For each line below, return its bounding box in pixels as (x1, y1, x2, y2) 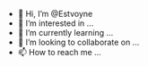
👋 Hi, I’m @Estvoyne (17, 9, 93, 19)
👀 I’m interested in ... (17, 18, 94, 29)
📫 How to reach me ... (17, 47, 101, 57)
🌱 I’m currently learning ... (17, 28, 114, 37)
